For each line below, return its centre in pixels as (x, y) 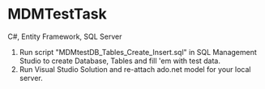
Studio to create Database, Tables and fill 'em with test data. (120, 61)
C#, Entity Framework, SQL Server (65, 36)
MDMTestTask (57, 14)
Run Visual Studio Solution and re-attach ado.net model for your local (135, 69)
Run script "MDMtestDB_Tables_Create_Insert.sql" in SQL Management (138, 52)
